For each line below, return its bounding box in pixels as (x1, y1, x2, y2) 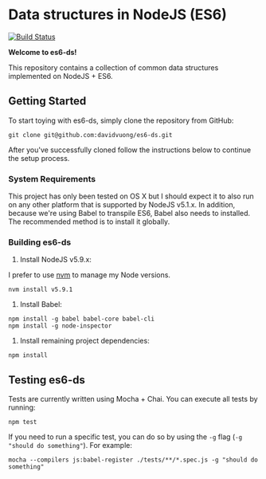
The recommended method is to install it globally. (8, 217, 170, 226)
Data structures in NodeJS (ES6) (8, 6, 227, 24)
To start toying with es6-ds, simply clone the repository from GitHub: (8, 116, 234, 125)
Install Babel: (19, 300, 62, 309)
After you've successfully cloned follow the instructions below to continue (8, 145, 252, 155)
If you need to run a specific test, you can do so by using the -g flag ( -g (8, 432, 243, 442)
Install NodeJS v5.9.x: (19, 255, 92, 265)
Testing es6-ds (8, 373, 86, 387)
